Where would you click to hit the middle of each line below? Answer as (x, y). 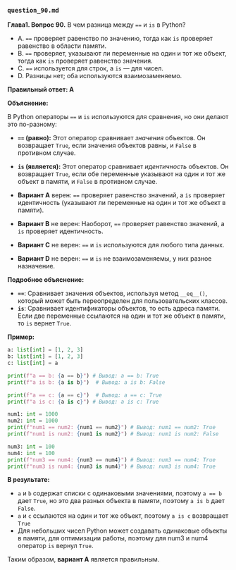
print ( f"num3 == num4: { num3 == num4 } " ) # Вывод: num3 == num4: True (112, 460)
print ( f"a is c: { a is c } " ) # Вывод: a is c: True (83, 402)
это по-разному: (32, 124)
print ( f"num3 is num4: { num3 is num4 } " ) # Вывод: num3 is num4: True (112, 466)
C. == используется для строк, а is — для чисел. (91, 68)
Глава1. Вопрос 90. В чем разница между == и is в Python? (97, 25)
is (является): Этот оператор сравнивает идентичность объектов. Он (123, 167)
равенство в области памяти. (62, 46)
